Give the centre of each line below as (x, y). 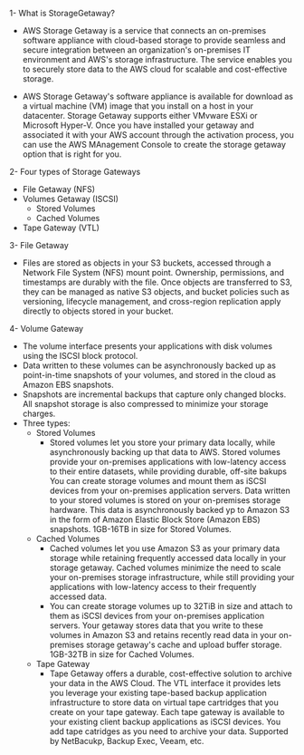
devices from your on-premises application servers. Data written (170, 490)
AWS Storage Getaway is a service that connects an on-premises (144, 30)
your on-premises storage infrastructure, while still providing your (172, 577)
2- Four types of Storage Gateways (75, 172)
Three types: (46, 423)
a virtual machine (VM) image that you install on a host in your (138, 106)
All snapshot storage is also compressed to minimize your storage (145, 404)
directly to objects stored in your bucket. (98, 311)
